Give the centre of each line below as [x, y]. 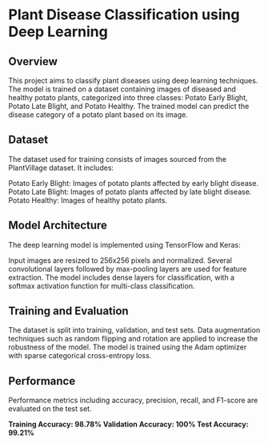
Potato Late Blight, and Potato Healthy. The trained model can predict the [129, 106]
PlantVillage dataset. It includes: [61, 168]
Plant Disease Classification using [124, 15]
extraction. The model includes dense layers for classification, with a [121, 277]
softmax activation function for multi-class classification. [102, 285]
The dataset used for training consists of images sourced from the [118, 159]
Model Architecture [58, 226]
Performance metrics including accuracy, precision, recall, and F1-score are [133, 400]
